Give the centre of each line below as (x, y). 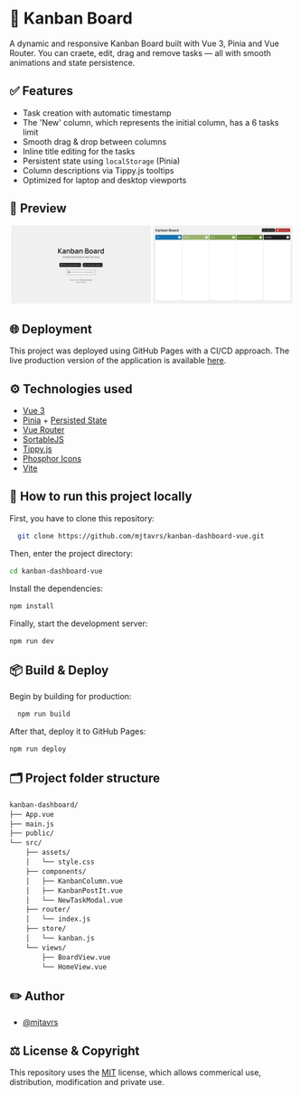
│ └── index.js (58, 919)
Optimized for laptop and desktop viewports (104, 180)
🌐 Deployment (51, 329)
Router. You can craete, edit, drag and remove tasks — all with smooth (140, 52)
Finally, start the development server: (79, 623)
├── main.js (32, 824)
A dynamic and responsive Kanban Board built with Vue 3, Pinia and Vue (145, 43)
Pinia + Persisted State (65, 420)
